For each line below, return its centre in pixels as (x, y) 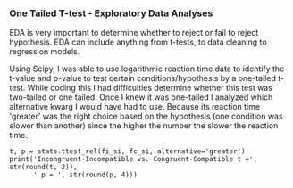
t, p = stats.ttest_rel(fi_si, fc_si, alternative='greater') (127, 151)
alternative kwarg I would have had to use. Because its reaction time (135, 107)
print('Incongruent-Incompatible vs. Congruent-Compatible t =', (133, 159)
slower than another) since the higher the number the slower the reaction (144, 126)
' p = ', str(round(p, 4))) (85, 175)
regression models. (45, 52)
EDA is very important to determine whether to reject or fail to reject (134, 33)
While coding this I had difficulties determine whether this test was (150, 88)
